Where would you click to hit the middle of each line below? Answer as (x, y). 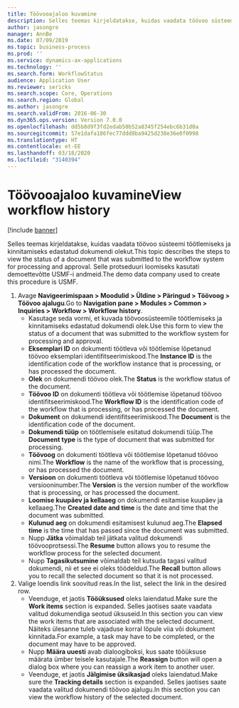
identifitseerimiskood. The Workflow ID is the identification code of (126, 401)
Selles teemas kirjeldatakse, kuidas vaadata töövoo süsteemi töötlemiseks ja (119, 244)
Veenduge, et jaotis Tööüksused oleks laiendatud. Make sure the (123, 598)
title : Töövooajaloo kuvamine (52, 14)
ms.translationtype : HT (43, 140)
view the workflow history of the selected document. (106, 697)
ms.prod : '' (25, 54)
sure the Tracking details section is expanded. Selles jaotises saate (127, 682)
